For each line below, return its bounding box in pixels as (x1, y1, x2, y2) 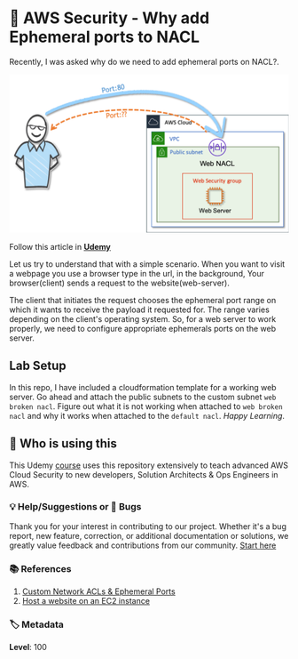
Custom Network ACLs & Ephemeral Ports (21, 586, 176, 597)
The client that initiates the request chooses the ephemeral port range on (9, 294, 277, 305)
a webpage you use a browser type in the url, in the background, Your (9, 268, 264, 278)
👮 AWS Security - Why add (9, 8, 210, 28)
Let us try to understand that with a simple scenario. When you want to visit (9, 258, 286, 269)
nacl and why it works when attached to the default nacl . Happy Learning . (9, 410, 286, 421)
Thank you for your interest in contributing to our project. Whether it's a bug (9, 520, 286, 532)
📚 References (9, 562, 72, 575)
